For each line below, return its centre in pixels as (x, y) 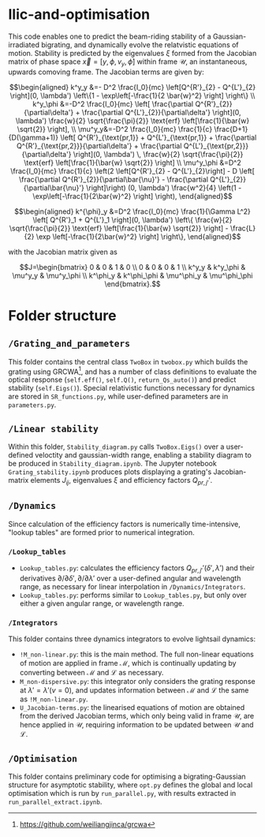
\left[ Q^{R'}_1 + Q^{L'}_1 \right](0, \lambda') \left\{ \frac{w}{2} (132, 219)
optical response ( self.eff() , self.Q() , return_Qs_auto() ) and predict (122, 379)
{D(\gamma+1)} (34, 137)
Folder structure (62, 315)
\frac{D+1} (231, 129)
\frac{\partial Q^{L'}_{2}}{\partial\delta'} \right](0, (162, 112)
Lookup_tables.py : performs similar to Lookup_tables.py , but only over (133, 595)
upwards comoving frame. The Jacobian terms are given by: (106, 72)
